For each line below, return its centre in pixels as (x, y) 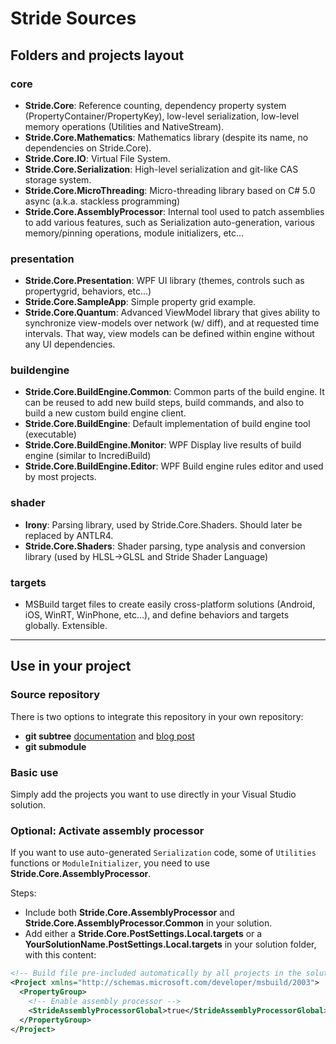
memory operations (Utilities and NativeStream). (124, 126)
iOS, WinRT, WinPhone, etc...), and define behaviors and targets (157, 615)
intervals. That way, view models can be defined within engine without (169, 334)
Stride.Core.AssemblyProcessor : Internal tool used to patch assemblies (174, 211)
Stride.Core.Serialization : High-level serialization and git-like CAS (161, 169)
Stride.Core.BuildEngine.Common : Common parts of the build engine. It (174, 392)
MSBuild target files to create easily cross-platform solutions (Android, (170, 604)
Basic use (34, 772)
